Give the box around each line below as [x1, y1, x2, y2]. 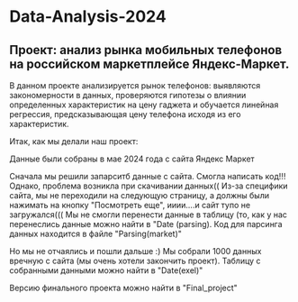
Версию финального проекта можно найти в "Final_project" [9, 282, 239, 293]
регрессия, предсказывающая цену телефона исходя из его [9, 109, 241, 119]
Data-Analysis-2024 [9, 6, 167, 27]
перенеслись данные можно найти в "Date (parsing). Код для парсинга [9, 219, 283, 229]
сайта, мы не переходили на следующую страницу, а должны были [9, 190, 270, 200]
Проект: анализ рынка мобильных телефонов [9, 42, 283, 58]
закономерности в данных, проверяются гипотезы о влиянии [9, 90, 247, 100]
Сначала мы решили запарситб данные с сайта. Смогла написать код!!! [9, 171, 286, 181]
